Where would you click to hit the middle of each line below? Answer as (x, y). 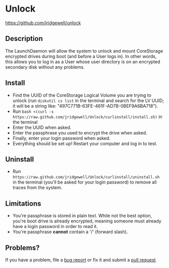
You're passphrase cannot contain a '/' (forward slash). (70, 232)
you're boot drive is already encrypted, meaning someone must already (87, 221)
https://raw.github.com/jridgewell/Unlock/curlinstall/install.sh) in (87, 116)
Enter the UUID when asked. (42, 127)
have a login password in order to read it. (55, 227)
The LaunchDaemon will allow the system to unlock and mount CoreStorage (84, 51)
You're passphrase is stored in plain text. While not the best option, (82, 216)
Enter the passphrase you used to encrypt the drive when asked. (80, 132)
